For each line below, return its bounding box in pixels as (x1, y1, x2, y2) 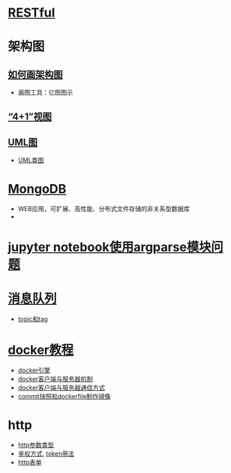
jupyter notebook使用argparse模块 (8, 239, 212, 255)
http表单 (17, 458, 42, 467)
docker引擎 (17, 366, 51, 374)
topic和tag (17, 315, 48, 324)
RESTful (8, 5, 55, 21)
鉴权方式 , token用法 (17, 449, 75, 458)
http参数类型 (17, 441, 54, 449)
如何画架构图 (8, 68, 63, 81)
